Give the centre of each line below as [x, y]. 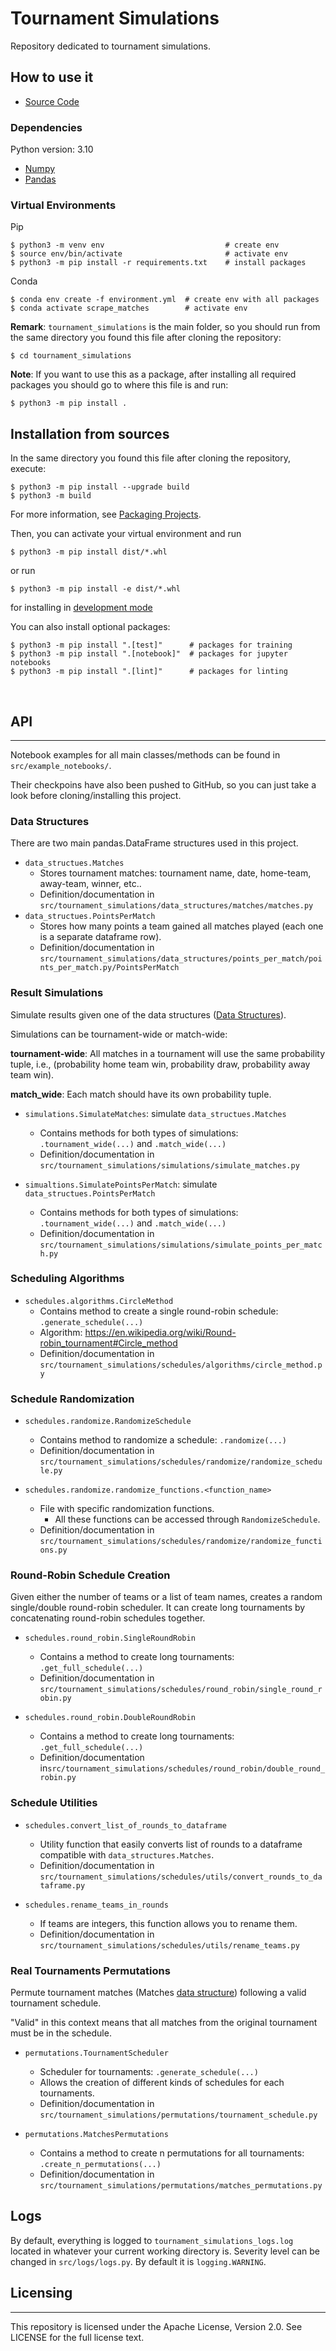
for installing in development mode [81, 608]
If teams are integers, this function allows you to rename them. [168, 1923]
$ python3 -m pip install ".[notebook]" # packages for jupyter [149, 654]
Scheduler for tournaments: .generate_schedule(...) [149, 2072]
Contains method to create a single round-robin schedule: [159, 1311]
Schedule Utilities [54, 1803]
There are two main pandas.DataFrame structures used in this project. [154, 843]
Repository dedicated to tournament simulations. [111, 46]
